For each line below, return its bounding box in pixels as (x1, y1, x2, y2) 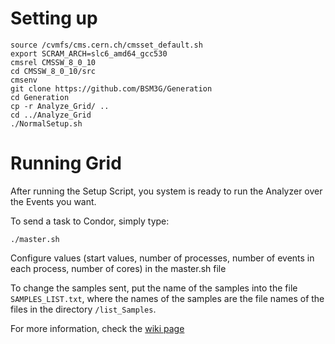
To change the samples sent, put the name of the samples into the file (10, 282, 298, 294)
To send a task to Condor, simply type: (10, 215, 170, 227)
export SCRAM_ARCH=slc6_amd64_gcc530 (10, 48, 168, 59)
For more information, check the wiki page (10, 322, 185, 334)
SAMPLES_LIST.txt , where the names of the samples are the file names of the (10, 292, 325, 304)
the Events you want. (10, 195, 97, 207)
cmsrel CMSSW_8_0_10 (10, 57, 97, 67)
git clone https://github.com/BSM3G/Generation (10, 83, 213, 94)
